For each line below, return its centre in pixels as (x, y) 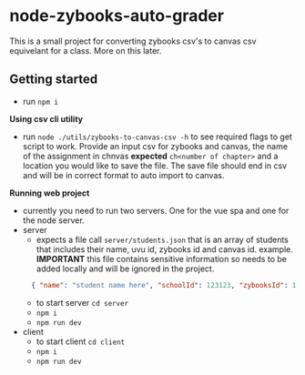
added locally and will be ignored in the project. (125, 269)
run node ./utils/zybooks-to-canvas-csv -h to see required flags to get (158, 137)
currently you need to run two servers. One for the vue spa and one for (156, 210)
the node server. (53, 220)
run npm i (41, 101)
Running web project (50, 193)
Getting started (54, 80)
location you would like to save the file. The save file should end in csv (155, 166)
